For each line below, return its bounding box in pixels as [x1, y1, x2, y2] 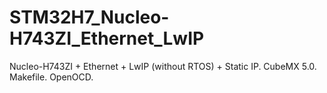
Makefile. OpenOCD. [9, 71, 94, 83]
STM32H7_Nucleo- [9, 6, 170, 29]
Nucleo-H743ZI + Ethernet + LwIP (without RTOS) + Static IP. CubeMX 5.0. [9, 60, 317, 72]
